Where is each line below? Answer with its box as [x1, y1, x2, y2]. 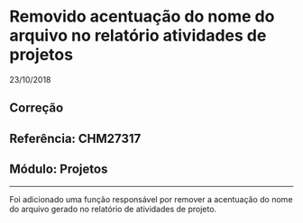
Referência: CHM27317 [9, 130, 142, 146]
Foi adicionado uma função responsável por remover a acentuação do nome [9, 193, 293, 204]
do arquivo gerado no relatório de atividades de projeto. [9, 203, 217, 214]
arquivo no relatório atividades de [9, 25, 267, 46]
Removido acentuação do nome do [9, 6, 275, 27]
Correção [9, 101, 64, 116]
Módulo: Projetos [9, 162, 108, 177]
